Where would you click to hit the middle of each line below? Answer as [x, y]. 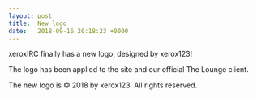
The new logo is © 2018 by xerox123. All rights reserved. [103, 85]
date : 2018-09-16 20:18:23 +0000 [69, 31]
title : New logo [38, 23]
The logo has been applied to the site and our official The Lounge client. [128, 70]
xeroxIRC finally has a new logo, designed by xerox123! [101, 54]
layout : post [30, 16]
